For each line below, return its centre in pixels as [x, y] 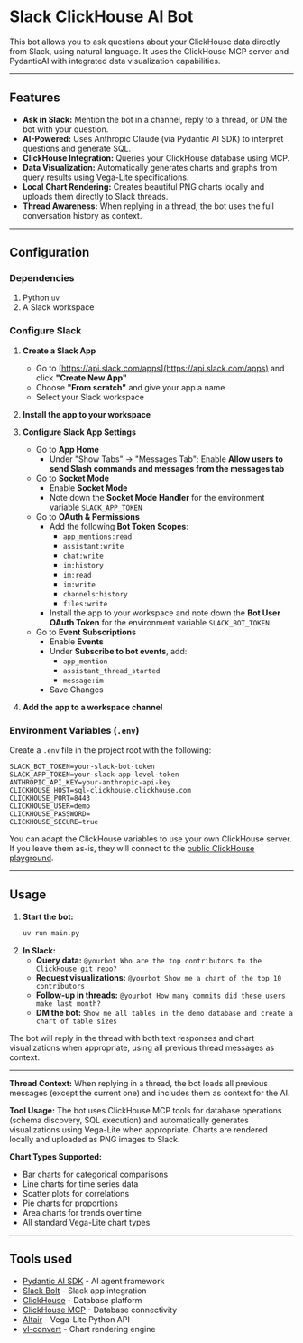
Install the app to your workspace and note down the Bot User [165, 613]
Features [35, 98]
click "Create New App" [82, 378]
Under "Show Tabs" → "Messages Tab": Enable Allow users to [166, 459]
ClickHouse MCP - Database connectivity [100, 1310]
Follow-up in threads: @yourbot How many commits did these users [161, 995]
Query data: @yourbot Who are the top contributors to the [149, 960]
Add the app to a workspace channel [92, 707]
